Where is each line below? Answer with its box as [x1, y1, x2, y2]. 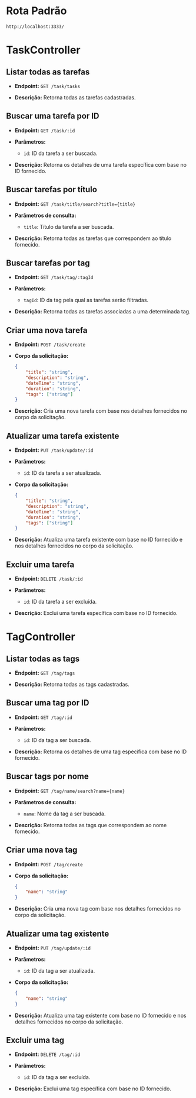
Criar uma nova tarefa [6, 325, 88, 335]
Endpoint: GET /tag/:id [14, 714, 72, 721]
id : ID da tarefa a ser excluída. [23, 598, 97, 605]
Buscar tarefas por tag [6, 258, 90, 268]
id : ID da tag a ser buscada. [23, 736, 91, 743]
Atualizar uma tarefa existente [6, 430, 119, 441]
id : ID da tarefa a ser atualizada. [23, 469, 102, 477]
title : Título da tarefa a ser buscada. [23, 223, 114, 230]
